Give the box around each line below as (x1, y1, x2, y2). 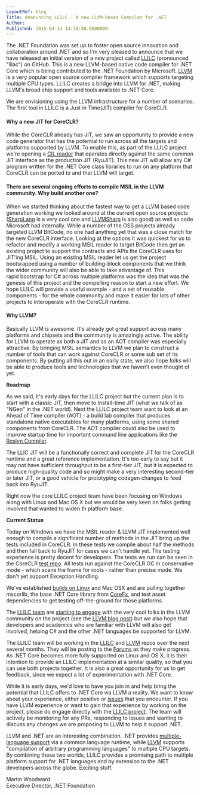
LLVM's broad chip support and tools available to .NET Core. (6, 86, 155, 93)
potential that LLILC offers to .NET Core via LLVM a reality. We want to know (6, 689, 193, 696)
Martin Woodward (6, 775, 51, 782)
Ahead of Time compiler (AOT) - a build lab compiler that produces (6, 412, 171, 419)
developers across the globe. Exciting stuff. (6, 764, 113, 771)
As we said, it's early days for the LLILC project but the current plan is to (6, 392, 184, 400)
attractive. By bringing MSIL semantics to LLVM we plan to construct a (6, 344, 179, 351)
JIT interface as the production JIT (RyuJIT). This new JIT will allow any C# (6, 157, 191, 164)
